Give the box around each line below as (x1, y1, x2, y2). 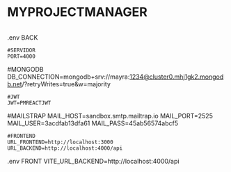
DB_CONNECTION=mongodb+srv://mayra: (7, 72, 130, 81)
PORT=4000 (7, 53, 36, 60)
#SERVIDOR (7, 47, 36, 54)
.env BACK (7, 33, 38, 42)
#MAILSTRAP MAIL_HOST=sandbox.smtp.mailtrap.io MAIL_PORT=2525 (7, 111, 214, 120)
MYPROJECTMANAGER (7, 4, 148, 20)
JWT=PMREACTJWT (7, 99, 51, 107)
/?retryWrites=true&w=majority (22, 79, 111, 88)
